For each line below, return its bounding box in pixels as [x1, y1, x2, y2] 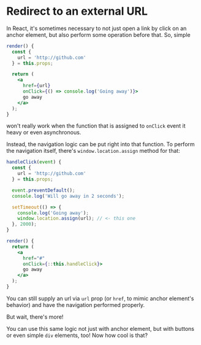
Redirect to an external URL [6, 4, 148, 18]
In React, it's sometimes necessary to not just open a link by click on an [6, 25, 187, 32]
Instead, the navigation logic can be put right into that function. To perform [6, 141, 195, 148]
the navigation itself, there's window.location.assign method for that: [6, 147, 181, 155]
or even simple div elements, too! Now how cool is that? [6, 331, 148, 339]
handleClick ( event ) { [6, 159, 62, 165]
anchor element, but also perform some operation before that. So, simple [6, 31, 191, 38]
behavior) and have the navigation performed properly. [6, 301, 145, 308]
